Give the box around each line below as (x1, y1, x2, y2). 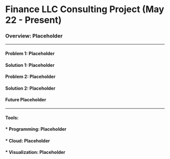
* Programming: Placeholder (5, 126, 67, 132)
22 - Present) (5, 14, 62, 26)
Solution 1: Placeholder (5, 62, 55, 68)
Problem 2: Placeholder (5, 73, 56, 79)
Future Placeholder (5, 97, 47, 103)
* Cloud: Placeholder (5, 138, 50, 144)
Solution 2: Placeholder (5, 85, 56, 91)
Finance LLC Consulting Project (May (5, 4, 164, 15)
